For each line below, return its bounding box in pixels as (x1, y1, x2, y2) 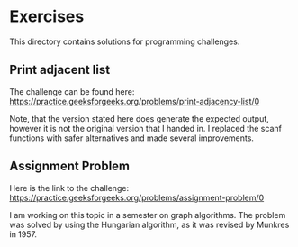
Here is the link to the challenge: (9, 182, 129, 193)
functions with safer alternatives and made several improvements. (9, 133, 255, 143)
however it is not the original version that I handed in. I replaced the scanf (9, 123, 282, 133)
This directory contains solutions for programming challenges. (9, 36, 240, 47)
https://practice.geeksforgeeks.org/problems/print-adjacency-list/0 (9, 96, 260, 106)
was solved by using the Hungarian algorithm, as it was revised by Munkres (9, 219, 290, 230)
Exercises (9, 6, 85, 27)
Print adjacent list (9, 62, 111, 78)
